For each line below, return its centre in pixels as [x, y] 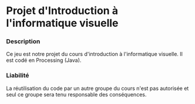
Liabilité [18, 75]
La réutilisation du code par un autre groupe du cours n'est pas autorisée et [97, 88]
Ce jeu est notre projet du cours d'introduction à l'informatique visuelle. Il [95, 54]
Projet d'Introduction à [62, 11]
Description [23, 41]
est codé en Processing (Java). [44, 60]
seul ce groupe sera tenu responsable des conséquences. [76, 94]
